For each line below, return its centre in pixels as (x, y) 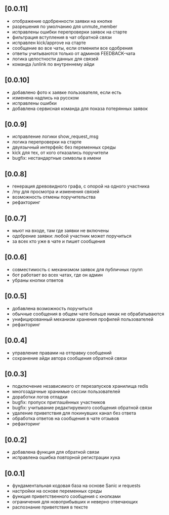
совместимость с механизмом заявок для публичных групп (77, 269)
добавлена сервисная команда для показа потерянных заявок (80, 108)
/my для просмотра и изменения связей (56, 192)
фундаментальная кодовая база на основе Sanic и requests (76, 485)
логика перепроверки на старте (47, 142)
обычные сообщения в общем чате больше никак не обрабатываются (88, 314)
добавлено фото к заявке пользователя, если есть (67, 92)
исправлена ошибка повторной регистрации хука (66, 457)
